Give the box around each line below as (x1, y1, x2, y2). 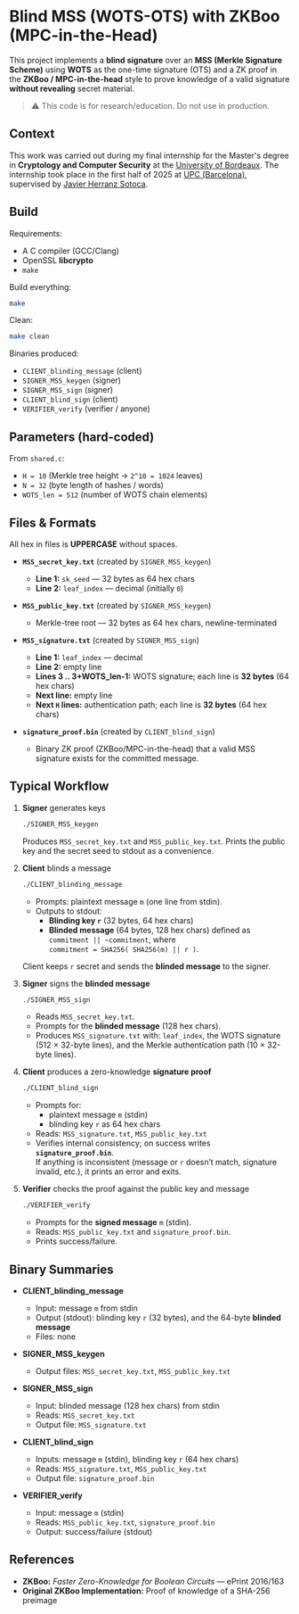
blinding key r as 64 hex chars (48, 1119, 161, 1130)
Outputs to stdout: (35, 906, 102, 916)
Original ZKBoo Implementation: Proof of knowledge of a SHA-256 (21, 1585, 271, 1596)
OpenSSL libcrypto (21, 254, 93, 265)
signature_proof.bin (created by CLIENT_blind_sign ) (21, 725, 215, 737)
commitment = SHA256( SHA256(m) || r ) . (48, 943, 199, 954)
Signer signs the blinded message (21, 978, 150, 989)
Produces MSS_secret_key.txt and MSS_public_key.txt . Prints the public (21, 836, 286, 847)
